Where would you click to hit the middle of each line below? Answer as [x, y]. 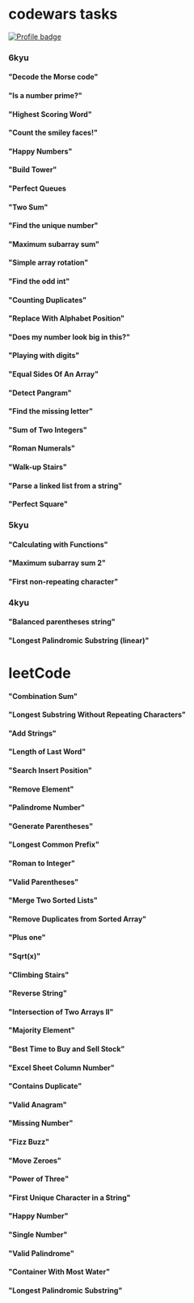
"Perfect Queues [38, 188]
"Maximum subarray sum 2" [57, 563]
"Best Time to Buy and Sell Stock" [67, 1049]
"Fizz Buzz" [29, 1141]
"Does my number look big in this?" [70, 337]
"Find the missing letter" [51, 412]
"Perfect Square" [38, 504]
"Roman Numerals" [42, 448]
